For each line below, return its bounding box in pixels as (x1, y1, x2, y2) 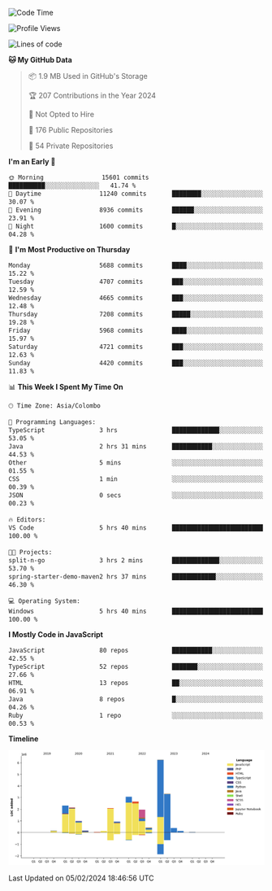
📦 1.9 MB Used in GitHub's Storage (28, 72, 148, 81)
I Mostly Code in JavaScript (8, 630, 104, 639)
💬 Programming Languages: (8, 418, 96, 426)
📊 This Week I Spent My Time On (8, 382, 123, 391)
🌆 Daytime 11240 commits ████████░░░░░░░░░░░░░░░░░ (8, 190, 264, 198)
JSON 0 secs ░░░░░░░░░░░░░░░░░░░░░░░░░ (8, 491, 264, 500)
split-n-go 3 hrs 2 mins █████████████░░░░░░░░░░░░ (8, 557, 264, 565)
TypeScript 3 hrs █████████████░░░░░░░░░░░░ (8, 426, 264, 435)
